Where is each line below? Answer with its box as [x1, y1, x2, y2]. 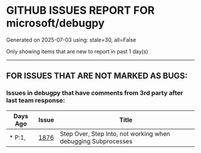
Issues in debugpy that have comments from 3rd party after [6, 89, 184, 97]
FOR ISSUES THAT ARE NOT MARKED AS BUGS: [6, 71, 188, 81]
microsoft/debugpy [6, 16, 105, 30]
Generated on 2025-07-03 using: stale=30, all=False [6, 36, 136, 43]
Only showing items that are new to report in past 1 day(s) [6, 47, 148, 55]
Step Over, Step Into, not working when [59, 130, 170, 138]
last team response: [6, 97, 66, 105]
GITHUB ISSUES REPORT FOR [6, 4, 155, 17]
